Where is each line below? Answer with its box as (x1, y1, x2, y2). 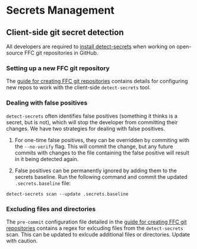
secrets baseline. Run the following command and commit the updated (14, 173, 188, 180)
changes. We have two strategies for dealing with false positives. (6, 125, 165, 132)
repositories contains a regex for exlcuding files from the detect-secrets (6, 224, 184, 232)
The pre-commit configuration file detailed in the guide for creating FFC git (6, 218, 187, 225)
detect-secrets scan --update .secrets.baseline (6, 191, 129, 197)
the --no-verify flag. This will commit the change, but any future (14, 143, 173, 150)
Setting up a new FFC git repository (6, 64, 110, 72)
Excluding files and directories (6, 204, 96, 213)
